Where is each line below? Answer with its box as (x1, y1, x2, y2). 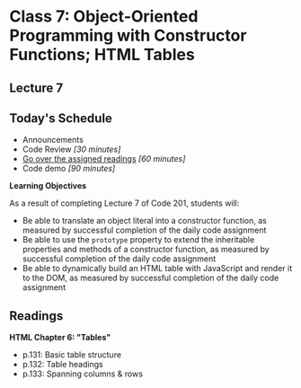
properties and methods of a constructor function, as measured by (22, 244, 270, 255)
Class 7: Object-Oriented (9, 6, 199, 27)
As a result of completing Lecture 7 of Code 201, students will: (9, 198, 240, 208)
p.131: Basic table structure (22, 349, 122, 360)
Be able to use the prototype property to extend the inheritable (22, 234, 255, 245)
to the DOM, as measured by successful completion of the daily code (22, 272, 279, 284)
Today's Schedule (9, 110, 112, 126)
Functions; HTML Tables (9, 45, 195, 65)
